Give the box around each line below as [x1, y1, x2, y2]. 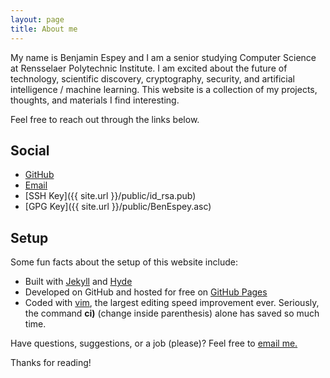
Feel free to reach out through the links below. [10, 113, 200, 125]
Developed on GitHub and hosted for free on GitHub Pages [24, 286, 268, 298]
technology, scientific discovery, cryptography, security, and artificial [10, 72, 296, 85]
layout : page [10, 14, 65, 25]
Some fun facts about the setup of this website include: [10, 256, 238, 268]
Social [10, 142, 50, 159]
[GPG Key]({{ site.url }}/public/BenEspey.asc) [24, 201, 212, 213]
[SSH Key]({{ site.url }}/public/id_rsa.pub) [24, 190, 197, 202]
